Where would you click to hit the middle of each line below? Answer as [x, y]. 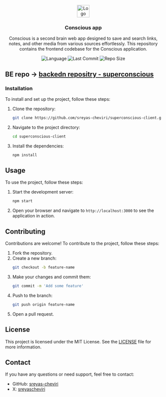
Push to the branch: [32, 295]
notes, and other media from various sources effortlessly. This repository [83, 44]
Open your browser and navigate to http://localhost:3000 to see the [83, 210]
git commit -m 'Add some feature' [48, 286]
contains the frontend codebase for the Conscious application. [83, 49]
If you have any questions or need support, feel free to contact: [70, 374]
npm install [25, 155]
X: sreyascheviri [29, 389]
